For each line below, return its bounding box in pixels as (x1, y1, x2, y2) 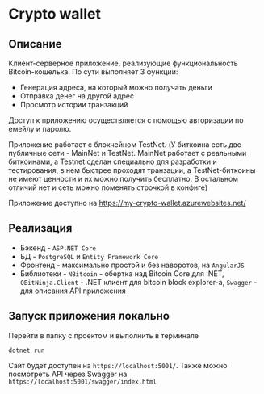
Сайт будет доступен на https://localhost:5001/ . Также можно (8, 360, 228, 370)
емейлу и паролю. (8, 124, 72, 133)
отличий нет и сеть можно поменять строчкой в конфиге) (8, 182, 208, 192)
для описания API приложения (19, 286, 127, 295)
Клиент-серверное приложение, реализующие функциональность (8, 58, 238, 68)
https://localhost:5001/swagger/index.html (8, 377, 157, 386)
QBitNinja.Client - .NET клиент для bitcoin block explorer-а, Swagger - (19, 277, 258, 287)
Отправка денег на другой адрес (19, 91, 135, 101)
